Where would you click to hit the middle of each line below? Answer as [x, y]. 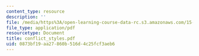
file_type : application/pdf [41, 28]
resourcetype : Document [36, 33]
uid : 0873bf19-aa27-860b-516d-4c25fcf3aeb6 [61, 44]
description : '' [26, 17]
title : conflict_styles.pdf [41, 38]
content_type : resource [36, 11]
